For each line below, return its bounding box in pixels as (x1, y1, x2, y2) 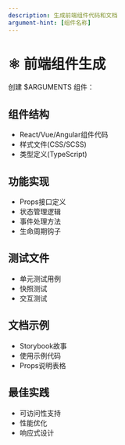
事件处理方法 (19, 217, 61, 226)
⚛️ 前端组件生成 (8, 55, 106, 73)
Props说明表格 (19, 360, 66, 370)
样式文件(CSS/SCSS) (19, 140, 87, 149)
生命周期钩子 (19, 227, 61, 236)
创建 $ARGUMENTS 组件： (8, 82, 95, 92)
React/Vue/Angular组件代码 (19, 130, 109, 140)
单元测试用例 (19, 274, 61, 283)
